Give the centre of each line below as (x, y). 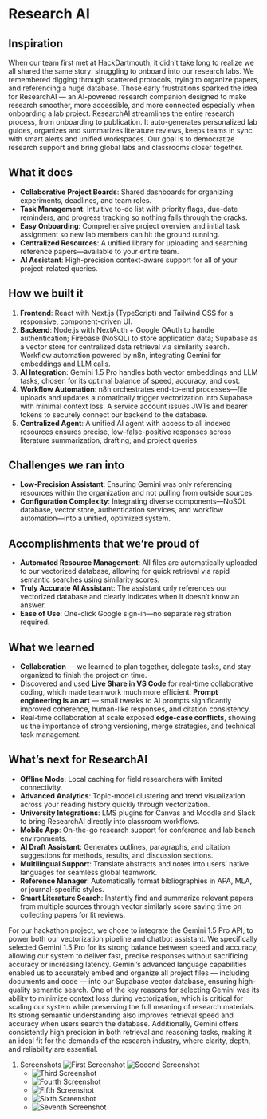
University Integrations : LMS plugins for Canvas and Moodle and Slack (137, 813)
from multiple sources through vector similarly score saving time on (131, 906)
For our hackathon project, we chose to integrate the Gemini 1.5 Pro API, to (131, 930)
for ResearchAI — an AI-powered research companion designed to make (128, 96)
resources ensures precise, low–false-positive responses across (126, 432)
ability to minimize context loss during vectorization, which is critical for (126, 998)
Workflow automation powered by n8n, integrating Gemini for (120, 355)
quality (20, 990)
